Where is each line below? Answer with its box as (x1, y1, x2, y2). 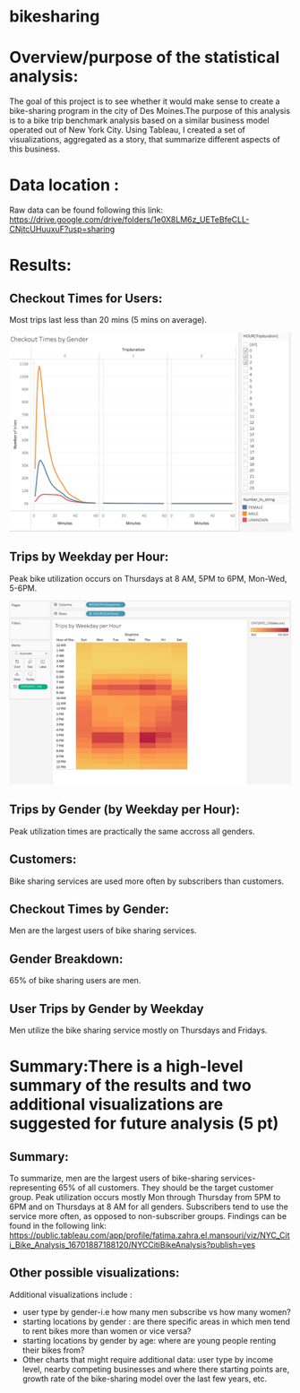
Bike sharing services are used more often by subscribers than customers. (9, 876, 285, 887)
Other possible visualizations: (9, 1266, 180, 1281)
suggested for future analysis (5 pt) (9, 1113, 279, 1134)
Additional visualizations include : (9, 1289, 133, 1300)
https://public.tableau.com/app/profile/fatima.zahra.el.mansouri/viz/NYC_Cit (9, 1230, 290, 1241)
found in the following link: (9, 1221, 107, 1232)
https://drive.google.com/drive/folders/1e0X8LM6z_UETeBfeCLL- (9, 214, 250, 225)
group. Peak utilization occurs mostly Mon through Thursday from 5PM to (9, 1192, 281, 1203)
